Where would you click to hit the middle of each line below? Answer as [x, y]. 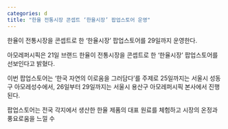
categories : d [27, 13]
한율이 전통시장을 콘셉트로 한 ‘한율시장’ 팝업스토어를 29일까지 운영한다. [102, 40]
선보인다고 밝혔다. [31, 63]
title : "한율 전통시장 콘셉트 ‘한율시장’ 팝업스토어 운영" [79, 20]
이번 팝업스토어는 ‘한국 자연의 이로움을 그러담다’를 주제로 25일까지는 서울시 [107, 78]
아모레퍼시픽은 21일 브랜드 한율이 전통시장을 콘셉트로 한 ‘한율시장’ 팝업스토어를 [113, 55]
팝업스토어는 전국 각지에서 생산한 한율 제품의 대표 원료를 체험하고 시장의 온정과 [113, 110]
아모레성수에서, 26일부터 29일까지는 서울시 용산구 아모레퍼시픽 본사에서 [111, 86]
